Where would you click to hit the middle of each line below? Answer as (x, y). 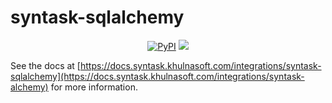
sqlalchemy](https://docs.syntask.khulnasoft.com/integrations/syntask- (157, 76)
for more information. (94, 87)
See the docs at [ (45, 65)
